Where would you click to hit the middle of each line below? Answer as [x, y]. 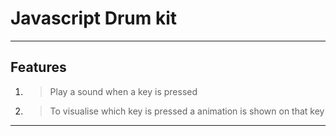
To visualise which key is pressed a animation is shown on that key [187, 111]
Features [38, 67]
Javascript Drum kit [94, 18]
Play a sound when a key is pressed [123, 91]
